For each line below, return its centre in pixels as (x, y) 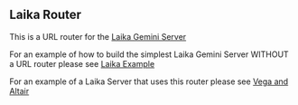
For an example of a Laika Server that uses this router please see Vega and (149, 81)
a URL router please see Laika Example (82, 63)
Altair (19, 91)
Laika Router (46, 15)
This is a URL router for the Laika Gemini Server (98, 36)
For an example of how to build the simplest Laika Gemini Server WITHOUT (149, 54)
